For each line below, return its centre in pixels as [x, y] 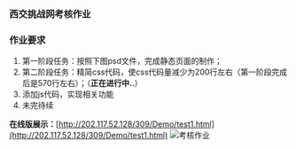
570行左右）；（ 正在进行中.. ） [90, 83]
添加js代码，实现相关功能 [68, 94]
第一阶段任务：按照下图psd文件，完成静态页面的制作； [122, 61]
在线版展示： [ [34, 124]
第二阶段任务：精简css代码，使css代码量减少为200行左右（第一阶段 [147, 72]
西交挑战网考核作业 [50, 13]
